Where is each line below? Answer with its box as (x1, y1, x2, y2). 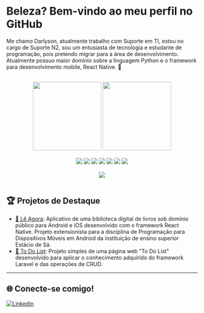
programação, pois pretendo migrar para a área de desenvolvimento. (6, 50, 179, 57)
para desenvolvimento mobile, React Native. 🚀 (6, 63, 122, 71)
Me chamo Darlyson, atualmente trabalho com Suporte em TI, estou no (6, 37, 184, 44)
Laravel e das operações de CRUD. (15, 260, 103, 267)
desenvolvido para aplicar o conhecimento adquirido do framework (15, 254, 184, 261)
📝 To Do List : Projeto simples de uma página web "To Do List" (15, 247, 169, 255)
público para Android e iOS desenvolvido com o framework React (15, 221, 179, 229)
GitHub (6, 17, 42, 31)
